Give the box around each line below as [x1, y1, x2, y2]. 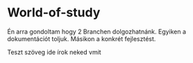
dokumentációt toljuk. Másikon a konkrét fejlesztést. [7, 34, 156, 42]
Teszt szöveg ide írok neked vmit [7, 48, 102, 56]
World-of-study [7, 5, 101, 21]
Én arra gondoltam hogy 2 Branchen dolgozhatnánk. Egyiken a [7, 27, 186, 36]
